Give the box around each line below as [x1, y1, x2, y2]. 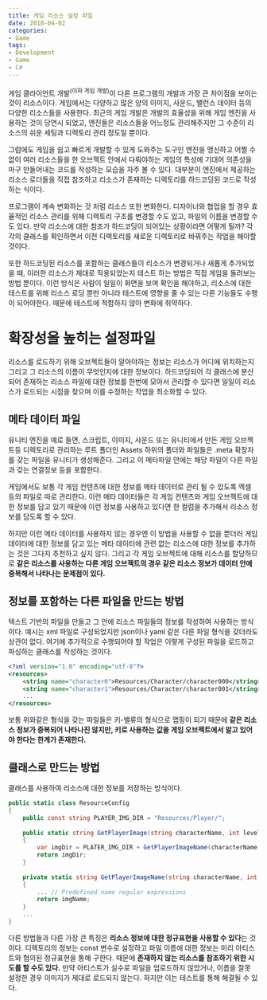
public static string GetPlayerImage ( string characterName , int [22, 829, 240, 837]
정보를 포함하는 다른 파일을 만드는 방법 [8, 594, 184, 608]
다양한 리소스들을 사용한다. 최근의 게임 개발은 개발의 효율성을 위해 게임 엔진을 [8, 108, 248, 118]
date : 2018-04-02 [8, 19, 66, 27]
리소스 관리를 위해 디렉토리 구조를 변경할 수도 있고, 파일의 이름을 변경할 [29, 212, 250, 222]
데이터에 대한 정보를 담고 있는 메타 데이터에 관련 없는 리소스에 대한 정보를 [8, 539, 235, 548]
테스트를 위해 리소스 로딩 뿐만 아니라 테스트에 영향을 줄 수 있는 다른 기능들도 [8, 288, 244, 298]
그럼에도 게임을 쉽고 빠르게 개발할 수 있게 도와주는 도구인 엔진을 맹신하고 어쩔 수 [8, 145, 257, 155]
